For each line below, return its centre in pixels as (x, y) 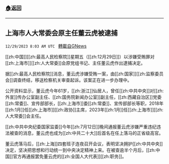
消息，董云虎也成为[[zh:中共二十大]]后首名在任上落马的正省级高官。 (93, 133)
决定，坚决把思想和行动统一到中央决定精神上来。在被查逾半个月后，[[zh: (80, 150)
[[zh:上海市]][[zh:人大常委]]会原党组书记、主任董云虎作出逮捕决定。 (75, 63)
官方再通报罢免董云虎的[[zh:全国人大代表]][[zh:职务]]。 (70, 156)
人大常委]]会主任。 (25, 116)
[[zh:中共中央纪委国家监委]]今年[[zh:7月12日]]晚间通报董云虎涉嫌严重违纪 (81, 127)
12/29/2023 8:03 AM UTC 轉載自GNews (46, 46)
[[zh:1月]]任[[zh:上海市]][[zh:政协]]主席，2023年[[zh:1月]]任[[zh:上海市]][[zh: (84, 110)
